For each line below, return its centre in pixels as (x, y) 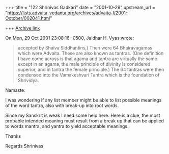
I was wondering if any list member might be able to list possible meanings (83, 100)
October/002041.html (28, 18)
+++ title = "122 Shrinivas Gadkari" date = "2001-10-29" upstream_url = (80, 7)
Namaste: (15, 90)
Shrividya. (28, 80)
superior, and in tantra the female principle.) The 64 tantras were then (91, 69)
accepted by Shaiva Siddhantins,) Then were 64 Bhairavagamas (85, 48)
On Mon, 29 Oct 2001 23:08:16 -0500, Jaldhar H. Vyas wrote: (70, 38)
